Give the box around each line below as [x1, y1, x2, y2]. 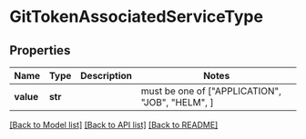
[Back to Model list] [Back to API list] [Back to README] [9, 120, 219, 130]
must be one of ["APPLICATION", [140, 84, 282, 97]
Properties [9, 43, 71, 58]
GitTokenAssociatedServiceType [9, 6, 264, 27]
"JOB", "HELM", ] [140, 96, 214, 108]
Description [80, 70, 132, 82]
